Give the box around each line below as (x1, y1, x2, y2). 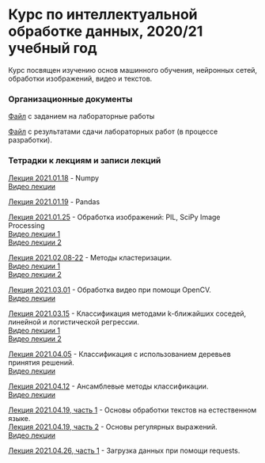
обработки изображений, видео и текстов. (8, 74, 153, 83)
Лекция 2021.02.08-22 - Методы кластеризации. (8, 252, 172, 262)
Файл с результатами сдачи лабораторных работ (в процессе (8, 127, 218, 136)
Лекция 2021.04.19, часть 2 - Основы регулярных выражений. (8, 422, 218, 431)
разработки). (8, 135, 53, 145)
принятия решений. (8, 358, 75, 367)
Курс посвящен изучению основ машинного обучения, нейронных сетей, (8, 65, 258, 74)
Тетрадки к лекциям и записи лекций (8, 155, 161, 166)
